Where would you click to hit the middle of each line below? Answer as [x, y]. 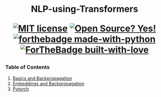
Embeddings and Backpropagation [48, 83]
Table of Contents [28, 67]
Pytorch [21, 89]
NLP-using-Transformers [85, 9]
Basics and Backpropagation [42, 78]
